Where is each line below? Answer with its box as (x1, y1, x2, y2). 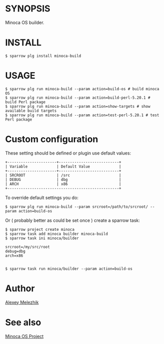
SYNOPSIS (5, 3, 51, 14)
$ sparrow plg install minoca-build (5, 53, 81, 58)
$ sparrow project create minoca (5, 227, 75, 232)
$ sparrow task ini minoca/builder (5, 235, 79, 241)
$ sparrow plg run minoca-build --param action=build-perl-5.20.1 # (5, 95, 151, 100)
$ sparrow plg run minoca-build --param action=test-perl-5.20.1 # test (5, 113, 160, 118)
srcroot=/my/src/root (5, 244, 50, 249)
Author (5, 283, 35, 294)
